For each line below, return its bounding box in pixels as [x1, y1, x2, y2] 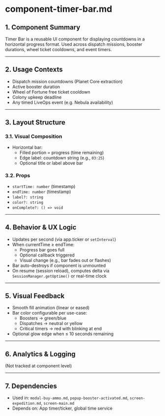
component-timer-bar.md [5, 3, 112, 15]
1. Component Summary [5, 23, 81, 32]
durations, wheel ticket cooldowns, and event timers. [5, 47, 112, 52]
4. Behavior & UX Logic [5, 223, 77, 232]
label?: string [12, 194, 44, 200]
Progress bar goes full [19, 247, 65, 253]
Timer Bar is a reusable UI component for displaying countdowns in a [5, 36, 145, 42]
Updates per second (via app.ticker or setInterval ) [12, 236, 116, 242]
